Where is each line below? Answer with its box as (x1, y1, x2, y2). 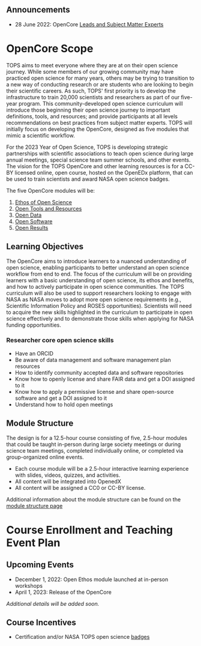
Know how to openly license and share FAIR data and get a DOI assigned (14, 375, 195, 382)
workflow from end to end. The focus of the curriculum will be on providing (6, 270, 192, 277)
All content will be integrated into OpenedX (14, 477, 122, 485)
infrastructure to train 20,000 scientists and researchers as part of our (6, 93, 180, 101)
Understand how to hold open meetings (14, 400, 113, 408)
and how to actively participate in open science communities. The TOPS (6, 283, 184, 290)
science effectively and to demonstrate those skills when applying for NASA (6, 315, 194, 322)
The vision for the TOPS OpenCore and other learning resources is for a (6, 162, 184, 170)
